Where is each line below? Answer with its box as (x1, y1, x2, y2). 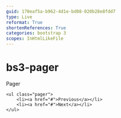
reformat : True (6, 19, 43, 25)
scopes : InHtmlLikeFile (6, 36, 64, 41)
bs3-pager (6, 61, 59, 74)
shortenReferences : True (6, 25, 66, 31)
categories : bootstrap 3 (6, 30, 66, 36)
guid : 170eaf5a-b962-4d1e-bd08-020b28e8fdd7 (6, 8, 116, 15)
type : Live (6, 14, 33, 20)
